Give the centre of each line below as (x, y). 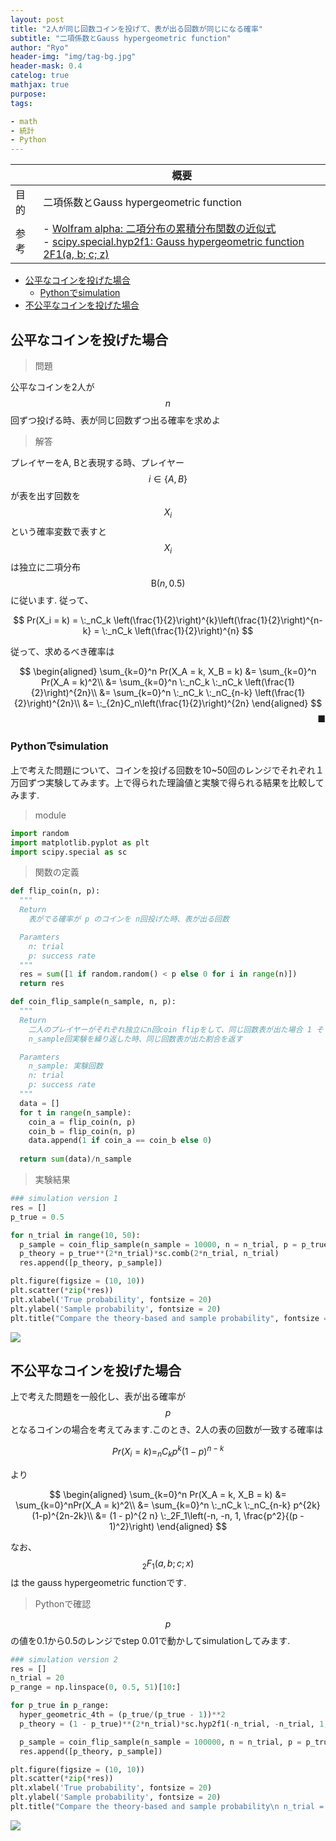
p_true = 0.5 (37, 1217)
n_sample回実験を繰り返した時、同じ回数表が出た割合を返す (135, 1039)
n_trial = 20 (37, 1678)
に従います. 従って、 (52, 600)
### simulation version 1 (64, 1199)
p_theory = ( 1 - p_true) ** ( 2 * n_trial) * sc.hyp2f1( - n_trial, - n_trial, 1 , (174, 1724)
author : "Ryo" (40, 47)
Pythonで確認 (63, 1603)
